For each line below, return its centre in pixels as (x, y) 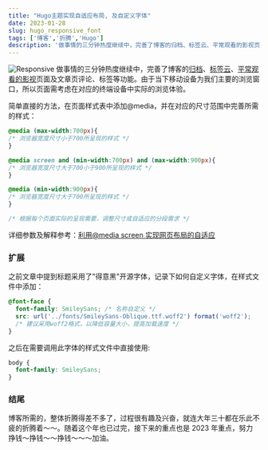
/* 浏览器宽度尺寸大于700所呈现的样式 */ (69, 197)
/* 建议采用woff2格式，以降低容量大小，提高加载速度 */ (97, 324)
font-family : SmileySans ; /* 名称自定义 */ (86, 309)
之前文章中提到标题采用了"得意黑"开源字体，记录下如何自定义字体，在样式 (130, 277)
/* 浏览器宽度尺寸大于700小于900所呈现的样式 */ (81, 168)
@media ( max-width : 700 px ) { (53, 131)
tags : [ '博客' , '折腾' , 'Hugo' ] (56, 38)
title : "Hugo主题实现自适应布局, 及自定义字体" (80, 16)
